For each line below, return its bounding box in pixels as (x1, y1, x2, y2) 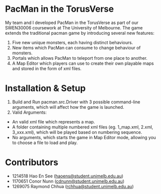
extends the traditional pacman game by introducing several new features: (5, 30, 155, 36)
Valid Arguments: (12, 109, 47, 115)
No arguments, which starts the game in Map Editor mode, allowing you (12, 134, 156, 140)
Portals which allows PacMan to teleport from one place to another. (12, 55, 148, 61)
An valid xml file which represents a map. (12, 119, 95, 124)
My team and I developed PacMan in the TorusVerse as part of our (5, 20, 139, 25)
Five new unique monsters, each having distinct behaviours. (12, 39, 133, 45)
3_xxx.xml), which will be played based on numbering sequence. (12, 129, 142, 135)
